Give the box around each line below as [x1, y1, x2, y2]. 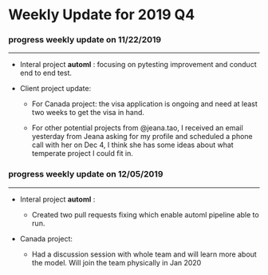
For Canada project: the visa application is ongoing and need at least [31, 99, 258, 109]
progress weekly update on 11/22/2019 [8, 34, 162, 46]
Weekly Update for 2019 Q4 [8, 6, 195, 24]
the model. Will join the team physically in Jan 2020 [31, 257, 202, 267]
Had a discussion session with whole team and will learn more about [31, 249, 257, 259]
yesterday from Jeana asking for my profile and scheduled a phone [31, 132, 253, 141]
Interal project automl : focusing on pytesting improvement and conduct [19, 60, 257, 70]
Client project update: [19, 84, 92, 94]
